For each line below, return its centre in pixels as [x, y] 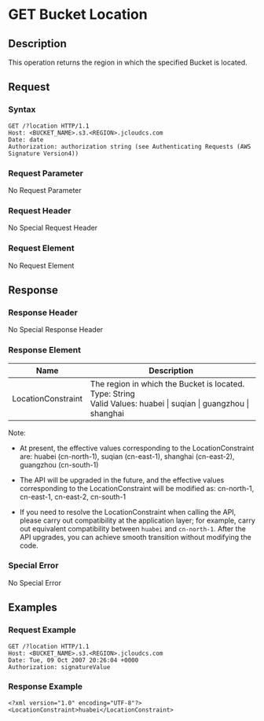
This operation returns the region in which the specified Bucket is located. [128, 62]
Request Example [42, 630]
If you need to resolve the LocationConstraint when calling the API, [128, 512]
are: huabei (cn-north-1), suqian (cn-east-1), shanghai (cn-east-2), [127, 456]
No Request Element [41, 265]
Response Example [46, 686]
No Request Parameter [45, 190]
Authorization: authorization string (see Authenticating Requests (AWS [130, 146]
